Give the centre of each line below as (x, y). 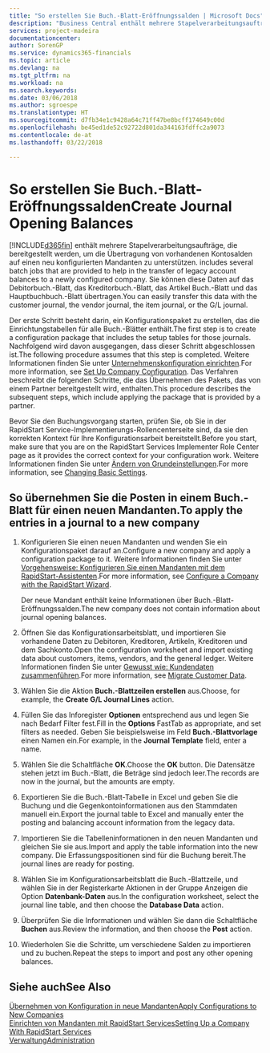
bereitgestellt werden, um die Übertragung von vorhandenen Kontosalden (131, 254)
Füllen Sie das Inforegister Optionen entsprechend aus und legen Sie (135, 715)
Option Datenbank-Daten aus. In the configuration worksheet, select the (140, 897)
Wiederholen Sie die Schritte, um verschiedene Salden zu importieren (136, 945)
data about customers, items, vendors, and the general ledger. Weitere (137, 658)
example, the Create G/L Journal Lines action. (97, 699)
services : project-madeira (54, 30)
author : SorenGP (36, 46)
